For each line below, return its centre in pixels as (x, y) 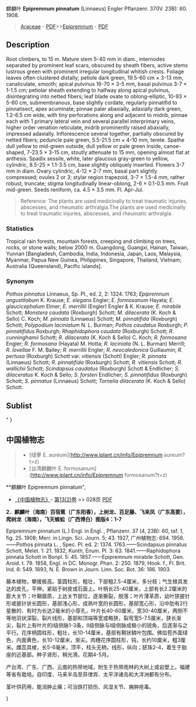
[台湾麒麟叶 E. (46, 469)
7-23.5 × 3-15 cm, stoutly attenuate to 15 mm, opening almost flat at (108, 152)
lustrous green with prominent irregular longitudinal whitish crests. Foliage (95, 71)
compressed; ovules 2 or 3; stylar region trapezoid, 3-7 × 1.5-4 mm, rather (95, 177)
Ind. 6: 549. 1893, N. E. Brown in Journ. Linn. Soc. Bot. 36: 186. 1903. (88, 569)
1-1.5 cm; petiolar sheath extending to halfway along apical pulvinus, (88, 90)
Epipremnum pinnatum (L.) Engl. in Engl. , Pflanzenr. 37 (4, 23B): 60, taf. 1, (95, 531)
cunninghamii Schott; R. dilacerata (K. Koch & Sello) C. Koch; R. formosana (96, 338)
